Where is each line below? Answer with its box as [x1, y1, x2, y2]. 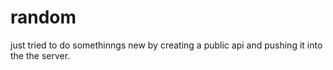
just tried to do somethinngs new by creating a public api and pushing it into [10, 39, 323, 51]
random [10, 6, 77, 29]
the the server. [10, 49, 71, 61]
